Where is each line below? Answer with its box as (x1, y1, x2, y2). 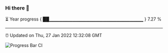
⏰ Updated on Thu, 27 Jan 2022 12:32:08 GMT (5, 32, 102, 38)
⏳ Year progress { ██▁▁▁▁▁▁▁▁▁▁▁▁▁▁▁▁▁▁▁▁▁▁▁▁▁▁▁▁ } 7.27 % (5, 16, 161, 22)
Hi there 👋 (5, 4, 30, 11)
